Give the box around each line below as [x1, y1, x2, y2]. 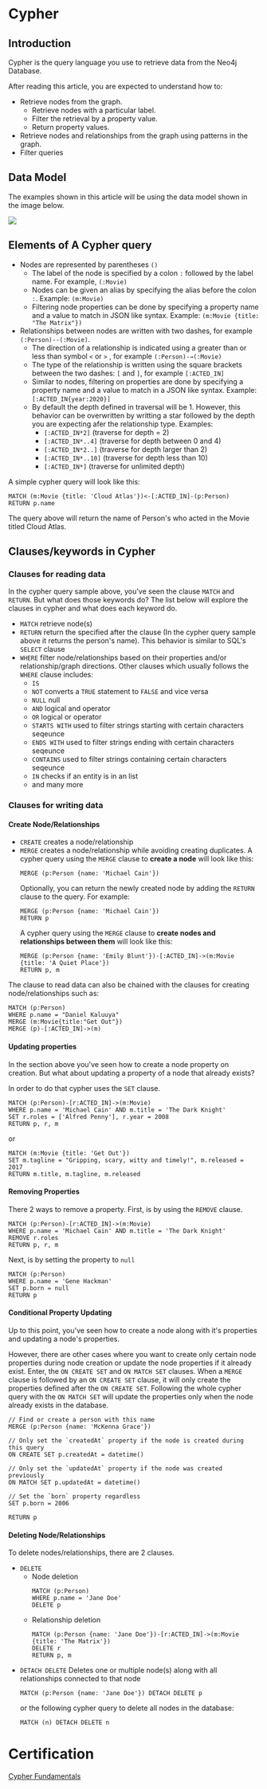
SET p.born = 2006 [8, 1500, 69, 1508]
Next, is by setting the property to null [8, 1254, 135, 1264]
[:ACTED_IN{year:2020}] [31, 395, 112, 403]
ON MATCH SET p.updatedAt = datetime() [8, 1479, 141, 1487]
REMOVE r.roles [8, 1234, 59, 1242]
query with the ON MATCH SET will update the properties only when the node [8, 1392, 253, 1402]
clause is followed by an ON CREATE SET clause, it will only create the [8, 1375, 231, 1385]
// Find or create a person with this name [8, 1416, 155, 1424]
